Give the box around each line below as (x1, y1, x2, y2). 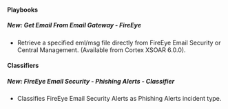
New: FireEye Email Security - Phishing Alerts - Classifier (7, 77, 175, 85)
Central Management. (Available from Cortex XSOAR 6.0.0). (17, 45, 186, 54)
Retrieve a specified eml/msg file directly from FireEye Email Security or (17, 38, 221, 47)
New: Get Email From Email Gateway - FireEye (7, 21, 142, 29)
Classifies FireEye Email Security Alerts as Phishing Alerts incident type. (17, 95, 222, 103)
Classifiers (7, 62, 39, 70)
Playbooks (7, 5, 39, 14)
